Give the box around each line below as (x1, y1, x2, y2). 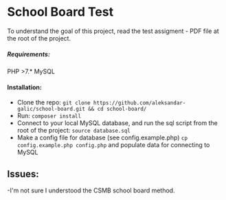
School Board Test (7, 4, 114, 20)
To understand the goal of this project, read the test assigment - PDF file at (7, 27, 220, 35)
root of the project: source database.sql (16, 126, 131, 135)
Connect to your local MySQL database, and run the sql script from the (16, 119, 218, 127)
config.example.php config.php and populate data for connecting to (16, 141, 210, 149)
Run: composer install (16, 111, 81, 120)
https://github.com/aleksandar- (93, 100, 186, 107)
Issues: (7, 168, 39, 179)
